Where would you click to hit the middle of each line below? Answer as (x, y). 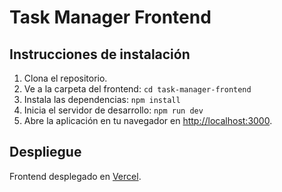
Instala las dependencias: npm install (102, 99)
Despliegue (45, 152)
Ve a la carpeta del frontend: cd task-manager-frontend (137, 89)
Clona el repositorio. (65, 78)
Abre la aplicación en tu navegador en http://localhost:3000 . (148, 120)
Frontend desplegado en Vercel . (75, 176)
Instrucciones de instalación (100, 54)
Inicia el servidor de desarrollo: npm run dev (113, 110)
